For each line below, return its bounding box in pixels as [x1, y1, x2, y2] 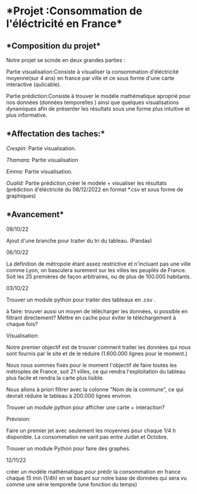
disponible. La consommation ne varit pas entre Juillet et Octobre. [6, 433, 168, 440]
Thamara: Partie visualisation [6, 156, 79, 163]
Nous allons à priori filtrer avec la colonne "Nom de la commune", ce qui [6, 386, 184, 393]
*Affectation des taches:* [6, 129, 106, 139]
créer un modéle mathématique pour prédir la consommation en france [6, 468, 181, 475]
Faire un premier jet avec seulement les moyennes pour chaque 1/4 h [6, 426, 176, 434]
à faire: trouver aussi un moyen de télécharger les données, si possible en [6, 307, 188, 315]
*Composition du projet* [6, 41, 101, 51]
